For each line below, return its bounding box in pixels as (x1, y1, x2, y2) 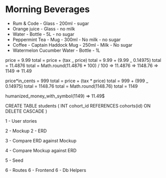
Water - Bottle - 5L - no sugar (12, 31, 75, 37)
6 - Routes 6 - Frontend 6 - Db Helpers (5, 167, 87, 173)
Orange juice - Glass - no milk (12, 25, 75, 31)
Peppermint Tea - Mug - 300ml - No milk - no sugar (12, 37, 121, 43)
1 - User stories (5, 118, 37, 124)
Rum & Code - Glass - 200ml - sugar (12, 20, 90, 26)
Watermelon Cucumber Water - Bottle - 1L (12, 47, 100, 53)
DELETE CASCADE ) (5, 108, 48, 114)
